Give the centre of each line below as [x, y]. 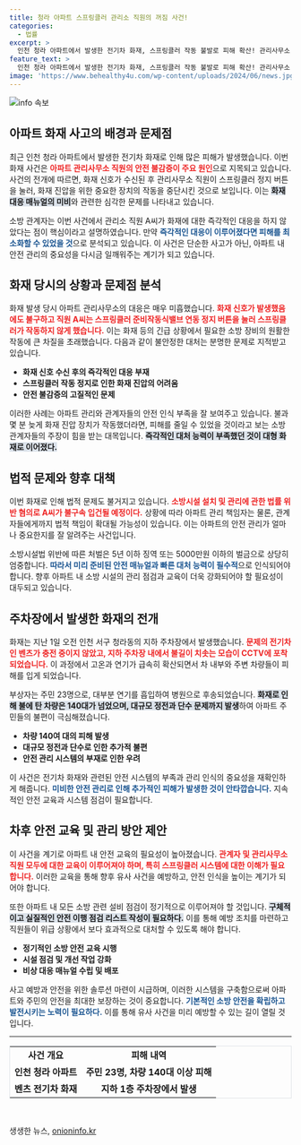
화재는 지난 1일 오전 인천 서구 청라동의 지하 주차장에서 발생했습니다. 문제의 [139, 642]
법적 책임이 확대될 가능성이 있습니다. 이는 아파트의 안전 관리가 [163, 524]
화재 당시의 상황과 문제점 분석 [86, 284]
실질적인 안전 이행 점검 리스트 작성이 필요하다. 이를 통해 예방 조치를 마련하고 [157, 917]
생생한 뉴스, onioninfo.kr [53, 1131]
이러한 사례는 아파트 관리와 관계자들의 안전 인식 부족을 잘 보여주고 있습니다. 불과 [149, 414]
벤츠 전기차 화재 [46, 1089]
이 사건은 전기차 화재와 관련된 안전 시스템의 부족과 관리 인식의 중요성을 [132, 777]
